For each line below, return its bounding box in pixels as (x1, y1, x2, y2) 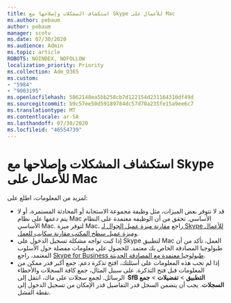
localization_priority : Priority (7, 62, 104, 69)
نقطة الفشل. (17, 288, 51, 297)
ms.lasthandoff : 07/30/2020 (7, 119, 89, 127)
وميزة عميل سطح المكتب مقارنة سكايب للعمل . (17, 230, 139, 238)
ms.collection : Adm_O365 (7, 68, 79, 75)
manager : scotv (7, 29, 51, 37)
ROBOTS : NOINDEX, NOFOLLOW (7, 55, 85, 62)
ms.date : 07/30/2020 (7, 36, 67, 43)
